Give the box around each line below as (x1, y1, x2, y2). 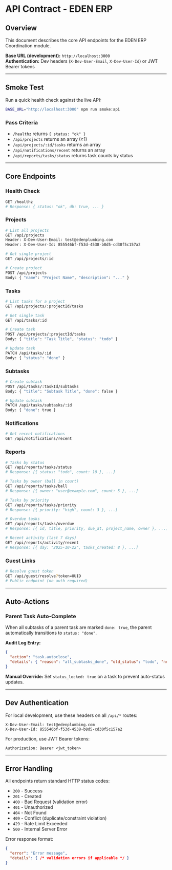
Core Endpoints (5, 172, 56, 181)
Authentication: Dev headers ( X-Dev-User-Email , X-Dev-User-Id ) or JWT (5, 58, 158, 64)
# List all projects (5, 228, 50, 233)
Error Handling (5, 764, 53, 773)
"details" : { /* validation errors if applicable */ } (10, 856, 130, 861)
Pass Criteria (5, 119, 38, 126)
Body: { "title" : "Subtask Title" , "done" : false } (5, 388, 118, 394)
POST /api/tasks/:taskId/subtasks (5, 384, 79, 389)
